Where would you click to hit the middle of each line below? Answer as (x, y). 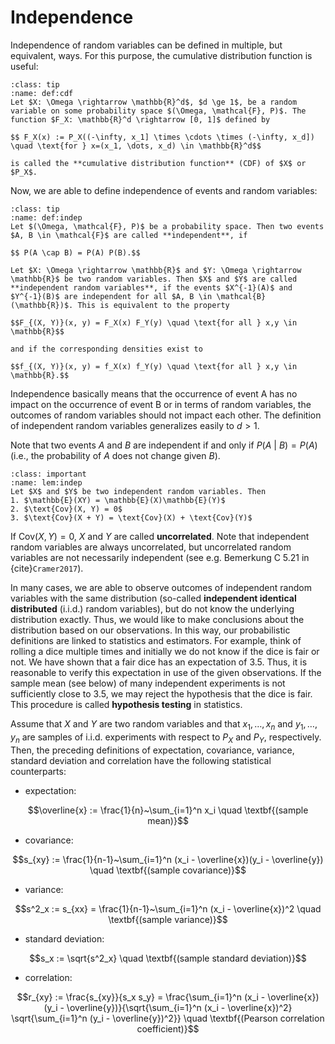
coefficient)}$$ (168, 1028)
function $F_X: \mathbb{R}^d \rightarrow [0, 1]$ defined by (140, 119)
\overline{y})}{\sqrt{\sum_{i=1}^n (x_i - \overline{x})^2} (179, 1007)
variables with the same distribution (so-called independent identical (153, 598)
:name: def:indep (46, 217)
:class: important (48, 474)
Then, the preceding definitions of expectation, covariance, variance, (152, 750)
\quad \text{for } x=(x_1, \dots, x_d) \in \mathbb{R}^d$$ (136, 146)
